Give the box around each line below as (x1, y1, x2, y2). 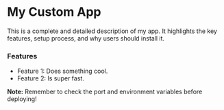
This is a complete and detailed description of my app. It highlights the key (7, 27, 218, 35)
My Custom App (7, 4, 101, 20)
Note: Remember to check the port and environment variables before (7, 87, 203, 96)
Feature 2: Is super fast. (16, 74, 84, 82)
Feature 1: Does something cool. (16, 67, 108, 76)
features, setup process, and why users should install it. (7, 34, 165, 42)
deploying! (7, 95, 37, 103)
